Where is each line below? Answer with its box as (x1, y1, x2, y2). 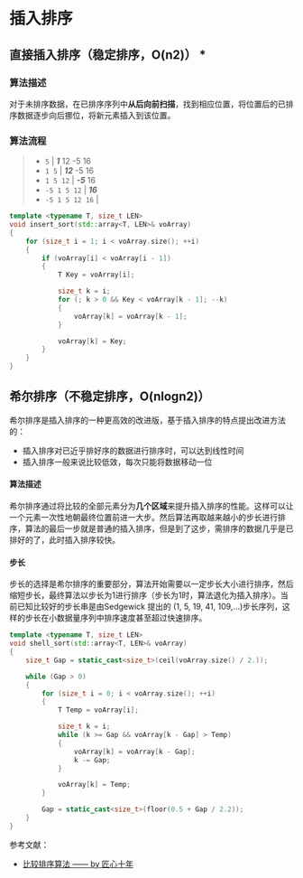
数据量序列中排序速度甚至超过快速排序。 (56, 612, 207, 623)
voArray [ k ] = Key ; (57, 336, 127, 346)
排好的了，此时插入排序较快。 (9, 535, 120, 546)
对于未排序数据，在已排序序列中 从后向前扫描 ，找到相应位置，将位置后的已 (9, 98, 286, 109)
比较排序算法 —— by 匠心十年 (22, 858, 133, 869)
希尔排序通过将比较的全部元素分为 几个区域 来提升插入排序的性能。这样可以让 (9, 500, 294, 511)
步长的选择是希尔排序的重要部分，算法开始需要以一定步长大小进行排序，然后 (9, 579, 294, 590)
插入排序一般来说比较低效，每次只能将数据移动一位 (22, 456, 213, 467)
